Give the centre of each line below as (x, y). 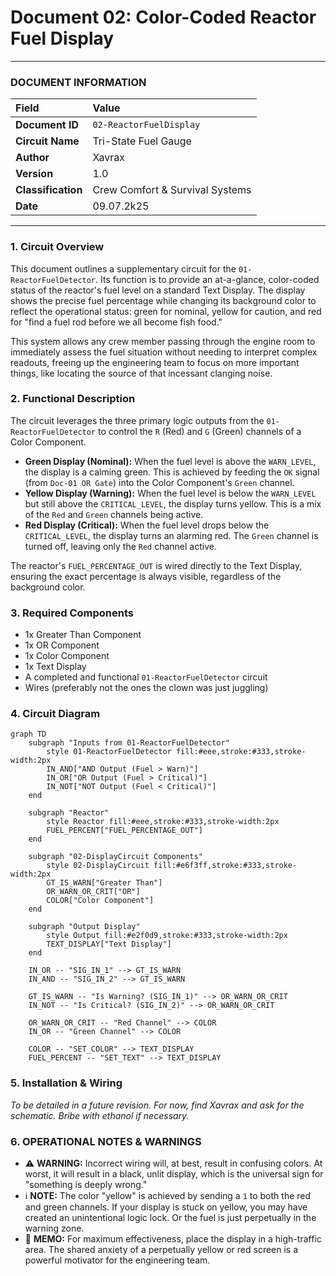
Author (32, 158)
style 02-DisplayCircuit (98, 866)
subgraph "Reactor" (69, 813)
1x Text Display (55, 667)
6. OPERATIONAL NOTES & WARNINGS (106, 1141)
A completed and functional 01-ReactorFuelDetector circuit (146, 677)
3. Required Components (72, 613)
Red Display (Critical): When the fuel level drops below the (147, 525)
